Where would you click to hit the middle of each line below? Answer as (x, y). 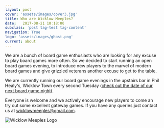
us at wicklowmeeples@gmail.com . (41, 110)
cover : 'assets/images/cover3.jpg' (41, 14)
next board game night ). (29, 90)
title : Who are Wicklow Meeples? (39, 19)
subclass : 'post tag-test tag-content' (46, 28)
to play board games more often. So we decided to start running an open (79, 60)
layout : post (18, 10)
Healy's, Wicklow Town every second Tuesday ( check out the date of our (79, 85)
